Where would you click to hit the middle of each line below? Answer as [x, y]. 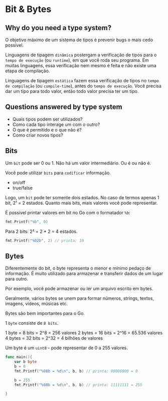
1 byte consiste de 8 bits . [32, 323]
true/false [22, 188]
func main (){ [19, 357]
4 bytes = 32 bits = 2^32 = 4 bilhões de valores [54, 338]
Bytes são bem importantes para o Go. [45, 313]
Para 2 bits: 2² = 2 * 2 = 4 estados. [41, 231]
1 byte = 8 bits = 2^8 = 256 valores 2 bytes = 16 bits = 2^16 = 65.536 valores [84, 333]
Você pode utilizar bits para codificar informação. [58, 173]
